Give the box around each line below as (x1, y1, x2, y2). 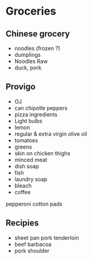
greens (14, 143, 33, 150)
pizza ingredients (14, 111, 58, 118)
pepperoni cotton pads (5, 200, 63, 208)
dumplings (14, 51, 41, 58)
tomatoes (14, 136, 39, 144)
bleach (14, 181, 32, 189)
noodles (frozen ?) (14, 44, 60, 52)
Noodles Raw (14, 58, 48, 65)
